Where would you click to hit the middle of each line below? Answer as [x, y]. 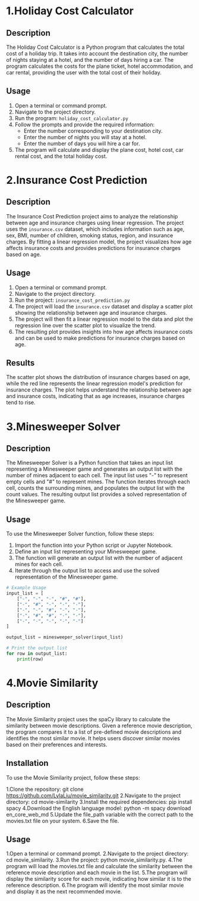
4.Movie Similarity [52, 683]
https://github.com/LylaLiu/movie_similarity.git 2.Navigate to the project [94, 795]
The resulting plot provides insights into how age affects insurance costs [104, 331]
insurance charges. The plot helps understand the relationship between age [99, 390]
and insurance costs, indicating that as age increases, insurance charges [96, 396]
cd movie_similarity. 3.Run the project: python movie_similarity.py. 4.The [94, 860]
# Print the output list [37, 648]
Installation [27, 763]
